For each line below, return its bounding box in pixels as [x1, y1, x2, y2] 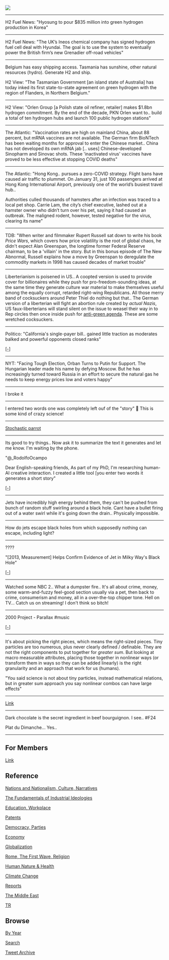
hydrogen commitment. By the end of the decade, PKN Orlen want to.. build [5, 110, 162, 115]
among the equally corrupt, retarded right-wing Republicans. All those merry [5, 289, 164, 296]
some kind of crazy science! [5, 411, 64, 417]
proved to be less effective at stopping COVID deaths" [5, 156, 118, 162]
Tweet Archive [5, 949, 35, 955]
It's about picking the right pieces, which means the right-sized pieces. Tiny [5, 639, 163, 644]
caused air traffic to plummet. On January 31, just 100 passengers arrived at [5, 176, 162, 182]
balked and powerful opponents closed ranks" [5, 336, 102, 342]
